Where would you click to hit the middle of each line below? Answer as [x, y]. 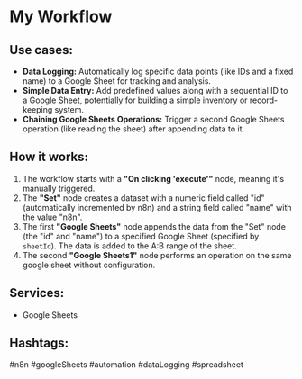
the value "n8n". [52, 217]
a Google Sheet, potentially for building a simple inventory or [135, 100]
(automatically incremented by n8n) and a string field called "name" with [157, 207]
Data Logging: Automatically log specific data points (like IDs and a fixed [158, 71]
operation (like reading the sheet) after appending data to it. [133, 129]
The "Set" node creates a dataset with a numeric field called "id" [143, 198]
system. [69, 109]
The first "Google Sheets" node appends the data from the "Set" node [154, 226]
